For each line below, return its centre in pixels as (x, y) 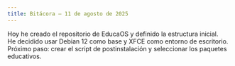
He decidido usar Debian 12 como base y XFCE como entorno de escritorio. (118, 41)
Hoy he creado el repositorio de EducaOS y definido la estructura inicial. (113, 34)
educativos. (24, 56)
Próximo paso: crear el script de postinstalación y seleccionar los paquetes (117, 48)
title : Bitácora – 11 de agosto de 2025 (68, 14)
